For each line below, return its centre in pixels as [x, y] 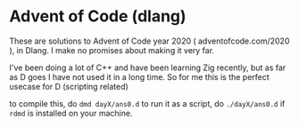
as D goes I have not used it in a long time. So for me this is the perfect [139, 76]
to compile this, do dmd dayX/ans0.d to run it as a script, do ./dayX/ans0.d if [147, 103]
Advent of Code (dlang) [98, 16]
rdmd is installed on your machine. [71, 113]
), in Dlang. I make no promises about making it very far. [112, 50]
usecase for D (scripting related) [69, 86]
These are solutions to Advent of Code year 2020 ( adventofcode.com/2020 [149, 41]
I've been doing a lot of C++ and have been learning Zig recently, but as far [148, 67]
